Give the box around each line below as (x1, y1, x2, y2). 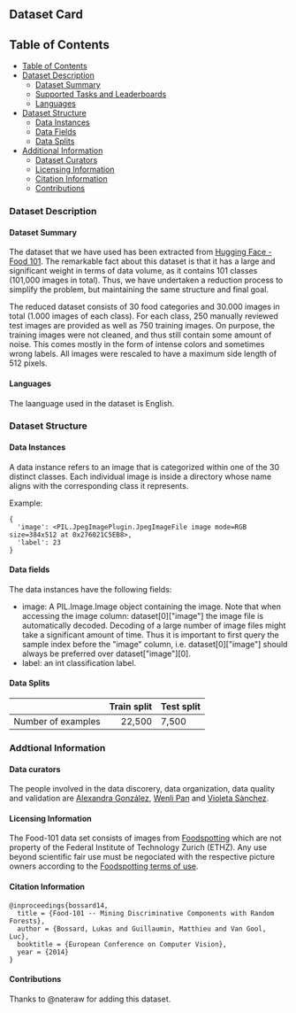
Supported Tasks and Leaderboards (34, 89, 167, 100)
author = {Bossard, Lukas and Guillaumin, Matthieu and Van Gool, (17, 924, 267, 933)
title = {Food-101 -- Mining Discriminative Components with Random (17, 909, 275, 917)
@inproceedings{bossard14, (9, 901, 109, 910)
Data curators (9, 763, 61, 774)
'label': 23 (17, 537, 62, 547)
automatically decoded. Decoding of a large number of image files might (21, 620, 286, 630)
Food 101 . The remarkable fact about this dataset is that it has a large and (9, 256, 276, 267)
